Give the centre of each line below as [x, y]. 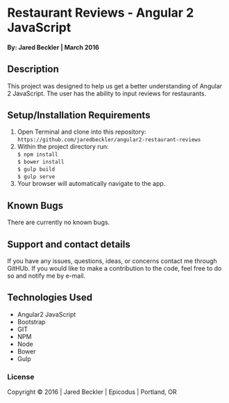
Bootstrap [31, 322]
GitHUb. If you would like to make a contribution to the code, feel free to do [114, 269]
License [21, 377]
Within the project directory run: [63, 147]
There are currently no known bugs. [58, 222]
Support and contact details [69, 244]
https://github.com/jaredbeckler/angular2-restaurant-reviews [109, 140]
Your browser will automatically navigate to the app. [91, 184]
